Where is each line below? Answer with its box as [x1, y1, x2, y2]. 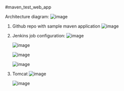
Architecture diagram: [5, 14, 49, 19]
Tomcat [12, 71, 28, 77]
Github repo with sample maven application [12, 23, 100, 29]
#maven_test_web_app [5, 4, 52, 10]
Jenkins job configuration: [12, 33, 65, 38]
